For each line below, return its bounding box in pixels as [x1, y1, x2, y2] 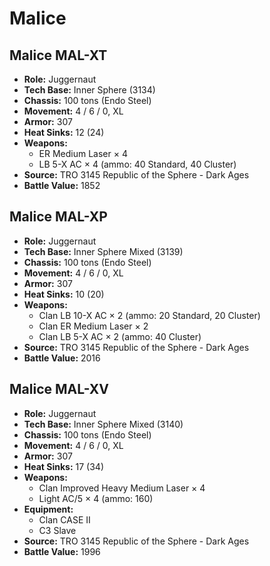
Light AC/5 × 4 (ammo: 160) [38, 492, 154, 504]
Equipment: [23, 503, 74, 515]
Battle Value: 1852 [23, 180, 101, 191]
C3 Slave [38, 524, 77, 536]
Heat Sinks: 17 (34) [23, 460, 105, 472]
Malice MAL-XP [9, 208, 108, 226]
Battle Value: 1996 [23, 545, 101, 557]
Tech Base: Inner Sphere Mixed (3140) [23, 418, 184, 430]
